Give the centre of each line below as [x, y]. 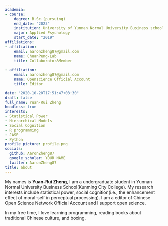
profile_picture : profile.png [37, 144]
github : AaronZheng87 [32, 154]
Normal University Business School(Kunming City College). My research [79, 187]
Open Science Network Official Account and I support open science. [76, 203]
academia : [15, 10]
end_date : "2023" [32, 24]
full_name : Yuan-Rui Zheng [33, 102]
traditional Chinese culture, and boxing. [46, 218]
